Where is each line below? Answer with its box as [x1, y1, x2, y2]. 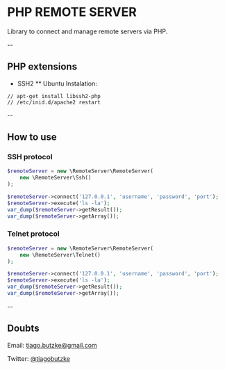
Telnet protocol [7, 229, 60, 239]
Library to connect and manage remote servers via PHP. [7, 27, 168, 35]
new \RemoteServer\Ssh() [19, 175, 92, 182]
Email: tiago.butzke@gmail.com [7, 341, 97, 349]
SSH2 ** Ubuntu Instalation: [17, 79, 97, 88]
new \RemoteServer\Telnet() [19, 251, 101, 258]
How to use [7, 131, 57, 143]
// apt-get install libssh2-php [7, 92, 101, 99]
